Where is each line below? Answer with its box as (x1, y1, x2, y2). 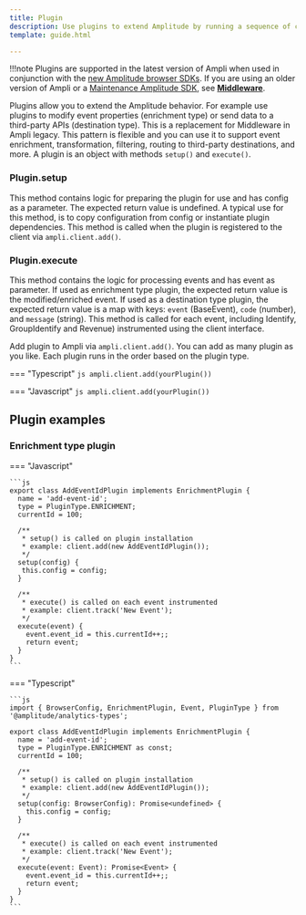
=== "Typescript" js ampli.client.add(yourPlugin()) (9, 368, 212, 379)
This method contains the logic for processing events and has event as (9, 275, 276, 286)
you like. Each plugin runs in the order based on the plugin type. (9, 350, 250, 361)
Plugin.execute (9, 254, 78, 266)
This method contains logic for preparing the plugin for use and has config (9, 192, 289, 203)
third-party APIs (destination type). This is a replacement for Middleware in (9, 120, 291, 130)
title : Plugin (9, 13, 64, 23)
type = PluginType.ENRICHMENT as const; (17, 743, 173, 753)
